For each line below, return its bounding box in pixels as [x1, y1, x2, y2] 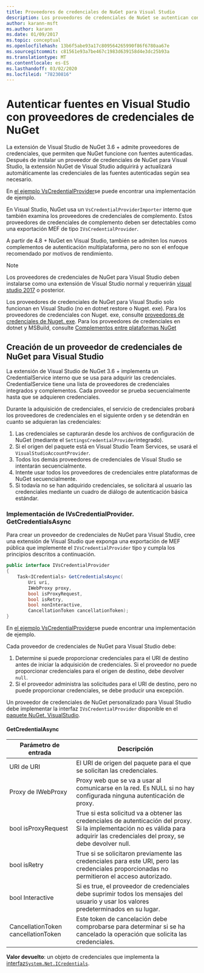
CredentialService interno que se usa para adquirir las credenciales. [6, 374, 177, 381]
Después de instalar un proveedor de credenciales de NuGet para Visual [6, 156, 188, 164]
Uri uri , [28, 579, 50, 585]
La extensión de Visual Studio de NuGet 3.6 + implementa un [6, 368, 159, 374]
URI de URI [9, 762, 41, 771]
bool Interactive [9, 893, 54, 902]
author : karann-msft [6, 20, 59, 26]
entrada [28, 748, 52, 757]
